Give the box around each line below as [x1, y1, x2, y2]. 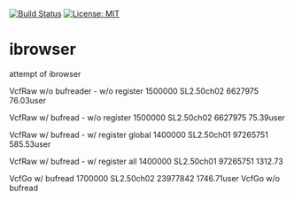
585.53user [9, 138, 51, 150]
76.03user [9, 95, 47, 105]
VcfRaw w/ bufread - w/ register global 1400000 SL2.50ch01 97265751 [9, 129, 268, 140]
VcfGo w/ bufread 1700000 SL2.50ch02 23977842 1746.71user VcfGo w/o [9, 173, 281, 183]
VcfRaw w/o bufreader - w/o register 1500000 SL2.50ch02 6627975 [9, 85, 259, 96]
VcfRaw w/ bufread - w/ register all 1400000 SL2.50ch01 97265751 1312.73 [9, 156, 283, 166]
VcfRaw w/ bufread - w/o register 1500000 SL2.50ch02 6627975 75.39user [9, 112, 286, 123]
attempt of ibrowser [9, 68, 81, 79]
